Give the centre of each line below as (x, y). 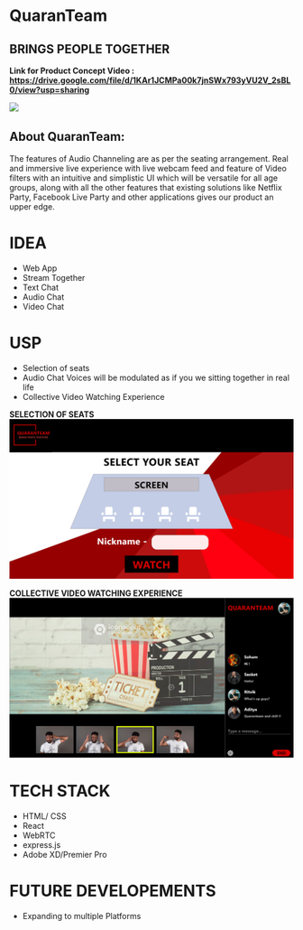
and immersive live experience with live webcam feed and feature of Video (148, 168)
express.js (41, 845)
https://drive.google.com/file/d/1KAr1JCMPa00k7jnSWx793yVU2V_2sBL (150, 80)
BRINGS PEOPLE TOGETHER (90, 49)
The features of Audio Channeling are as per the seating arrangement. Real (149, 158)
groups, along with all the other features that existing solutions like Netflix (146, 187)
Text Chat (40, 287)
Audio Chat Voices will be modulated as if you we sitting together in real (156, 377)
